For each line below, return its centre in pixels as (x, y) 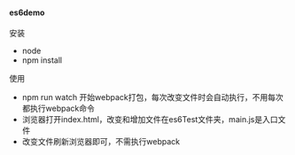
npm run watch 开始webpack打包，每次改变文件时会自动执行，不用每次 (152, 97)
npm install (42, 60)
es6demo (27, 12)
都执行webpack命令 (58, 108)
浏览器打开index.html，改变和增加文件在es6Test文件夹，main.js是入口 (150, 120)
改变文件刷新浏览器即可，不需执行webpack (101, 142)
